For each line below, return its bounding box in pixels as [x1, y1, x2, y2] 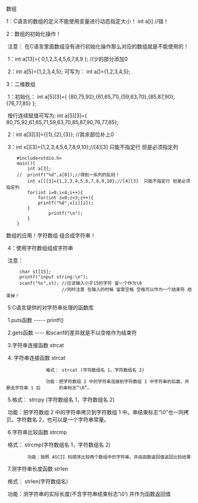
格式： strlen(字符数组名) [7, 478, 69, 485]
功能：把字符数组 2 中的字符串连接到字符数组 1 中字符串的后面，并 [46, 379, 190, 385]
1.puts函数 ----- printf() [7, 317, 64, 324]
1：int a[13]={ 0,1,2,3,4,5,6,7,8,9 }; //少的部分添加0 [7, 56, 128, 62]
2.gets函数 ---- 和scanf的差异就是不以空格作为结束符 [7, 329, 137, 336]
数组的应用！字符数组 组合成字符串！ [6, 232, 96, 238]
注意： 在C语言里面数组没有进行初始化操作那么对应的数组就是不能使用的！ [7, 43, 189, 50]
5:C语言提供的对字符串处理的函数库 [7, 304, 94, 311]
